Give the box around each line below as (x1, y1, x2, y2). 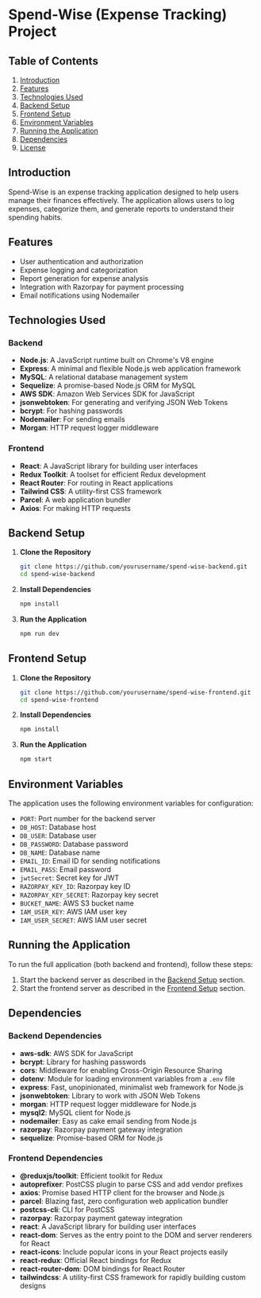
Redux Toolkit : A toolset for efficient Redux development (19, 470, 206, 479)
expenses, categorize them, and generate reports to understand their (8, 204, 235, 213)
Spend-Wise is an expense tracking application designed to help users (8, 187, 240, 197)
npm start (19, 755, 53, 763)
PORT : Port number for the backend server (19, 814, 156, 824)
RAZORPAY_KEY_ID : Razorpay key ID (19, 882, 131, 891)
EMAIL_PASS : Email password (19, 865, 112, 875)
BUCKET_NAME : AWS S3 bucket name (19, 898, 135, 908)
